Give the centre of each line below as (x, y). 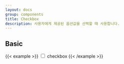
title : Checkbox (22, 19)
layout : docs (19, 10)
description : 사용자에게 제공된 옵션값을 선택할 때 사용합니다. (62, 24)
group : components (24, 14)
